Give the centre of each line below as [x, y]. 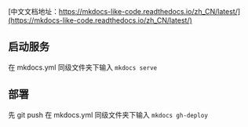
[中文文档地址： [34, 11]
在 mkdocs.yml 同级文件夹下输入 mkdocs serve [83, 67]
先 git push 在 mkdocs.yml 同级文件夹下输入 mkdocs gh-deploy [108, 114]
